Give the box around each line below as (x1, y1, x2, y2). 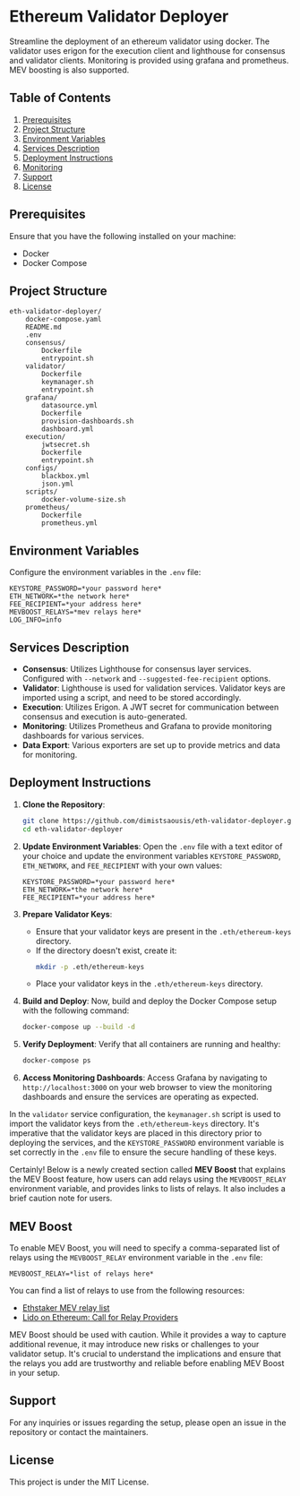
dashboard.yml (41, 425, 94, 434)
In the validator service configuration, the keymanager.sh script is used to (9, 1109, 281, 1120)
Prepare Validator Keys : (21, 908, 113, 919)
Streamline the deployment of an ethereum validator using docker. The (9, 36, 270, 47)
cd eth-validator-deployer (21, 824, 124, 834)
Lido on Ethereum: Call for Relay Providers (21, 1312, 179, 1322)
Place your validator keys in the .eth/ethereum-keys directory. (35, 978, 263, 989)
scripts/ (25, 487, 58, 496)
